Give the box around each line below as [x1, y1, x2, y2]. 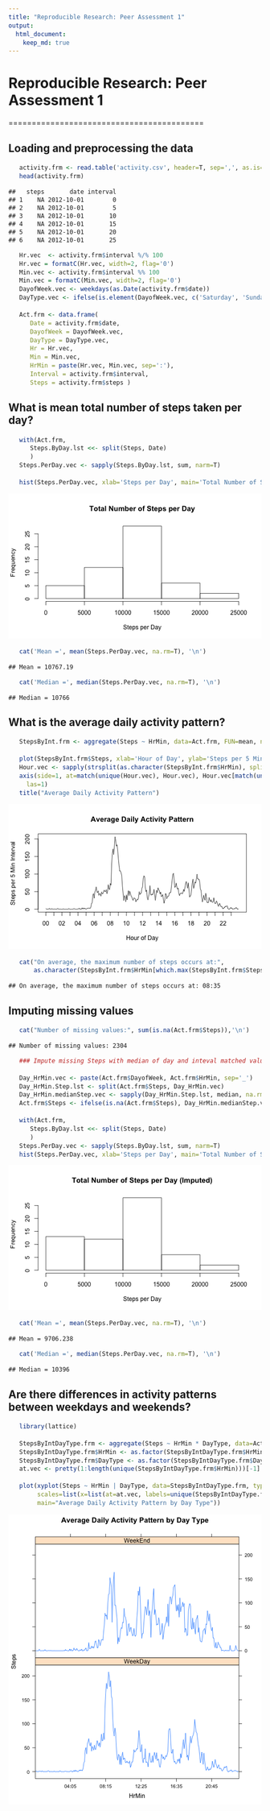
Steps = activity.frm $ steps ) [29, 379, 131, 387]
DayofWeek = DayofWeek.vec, [29, 327, 125, 336]
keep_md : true [22, 39, 70, 47]
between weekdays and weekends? [8, 1400, 191, 1414]
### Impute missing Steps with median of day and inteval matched [18, 1056, 247, 1065]
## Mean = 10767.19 [8, 663, 74, 671]
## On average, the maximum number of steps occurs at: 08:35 [8, 982, 221, 990]
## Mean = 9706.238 [8, 1335, 74, 1343]
